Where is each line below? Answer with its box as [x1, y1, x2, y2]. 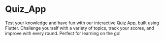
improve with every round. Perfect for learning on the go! [5, 30, 121, 36]
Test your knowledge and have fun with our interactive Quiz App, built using [5, 20, 159, 26]
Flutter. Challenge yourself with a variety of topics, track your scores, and [5, 25, 154, 31]
